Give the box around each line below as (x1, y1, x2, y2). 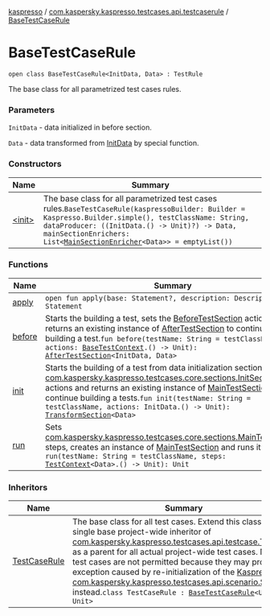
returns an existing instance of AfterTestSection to (45, 322, 235, 333)
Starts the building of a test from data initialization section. (45, 362, 265, 373)
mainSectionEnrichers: (43, 229, 130, 238)
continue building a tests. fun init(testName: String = (45, 392, 252, 403)
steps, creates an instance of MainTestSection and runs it (45, 441, 261, 453)
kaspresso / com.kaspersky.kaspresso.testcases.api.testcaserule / (8, 7, 229, 16)
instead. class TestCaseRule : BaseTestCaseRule (72, 587, 255, 598)
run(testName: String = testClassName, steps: (45, 451, 227, 461)
